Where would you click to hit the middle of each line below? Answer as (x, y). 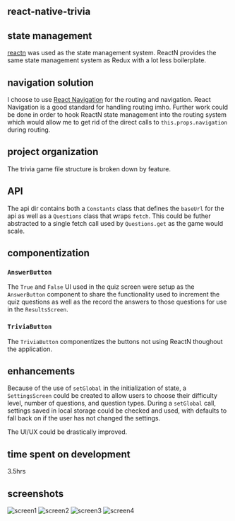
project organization (53, 152)
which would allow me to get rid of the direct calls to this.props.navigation (117, 122)
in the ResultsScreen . (38, 309)
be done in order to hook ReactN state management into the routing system (117, 115)
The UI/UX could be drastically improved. (67, 432)
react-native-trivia (49, 12)
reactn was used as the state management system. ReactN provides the (112, 53)
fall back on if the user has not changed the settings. (84, 418)
